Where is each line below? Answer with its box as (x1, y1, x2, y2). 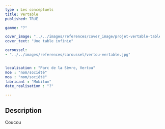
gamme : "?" (5, 25, 27, 30)
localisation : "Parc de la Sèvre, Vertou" (5, 65, 96, 70)
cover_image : (5, 34, 32, 39)
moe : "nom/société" (5, 70, 48, 75)
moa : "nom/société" (5, 74, 48, 79)
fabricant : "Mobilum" (5, 79, 52, 84)
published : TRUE (5, 16, 38, 21)
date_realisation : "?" (5, 84, 54, 89)
